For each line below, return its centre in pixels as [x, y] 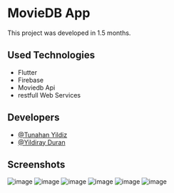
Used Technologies [51, 55]
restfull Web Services [49, 95]
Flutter [27, 72]
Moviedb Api [36, 88]
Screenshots [36, 164]
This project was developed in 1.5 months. [69, 33]
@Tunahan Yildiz [42, 135]
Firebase [31, 80]
